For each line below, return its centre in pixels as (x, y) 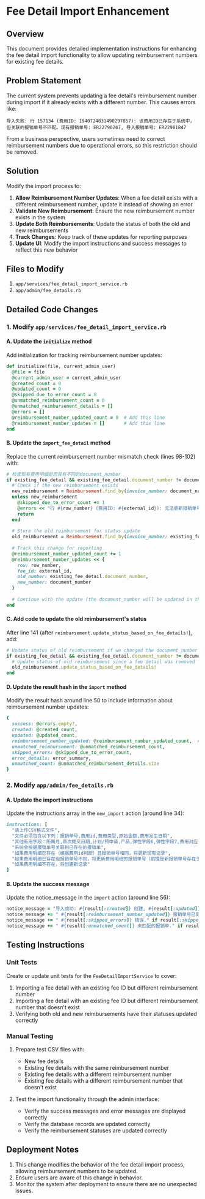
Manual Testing (30, 1036)
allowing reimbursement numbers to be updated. (77, 1171)
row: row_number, (39, 565)
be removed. (22, 152)
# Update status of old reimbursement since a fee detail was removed (103, 662)
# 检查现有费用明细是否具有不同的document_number (64, 474)
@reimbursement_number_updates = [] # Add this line (88, 423)
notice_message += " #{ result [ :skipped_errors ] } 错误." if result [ (93, 920)
